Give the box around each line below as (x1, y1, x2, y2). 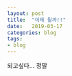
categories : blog (7, 29, 57, 36)
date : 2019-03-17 (7, 23, 63, 29)
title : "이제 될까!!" (7, 16, 67, 23)
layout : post (7, 10, 45, 17)
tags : (7, 36, 23, 42)
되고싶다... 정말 (7, 62, 48, 69)
